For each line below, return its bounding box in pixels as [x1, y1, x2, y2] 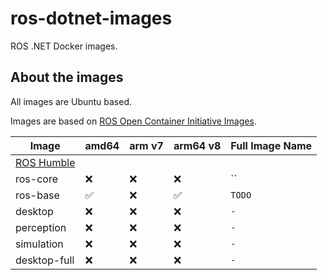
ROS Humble [15, 155, 76, 169]
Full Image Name [230, 138, 313, 152]
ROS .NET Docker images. [10, 40, 118, 52]
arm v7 [129, 138, 164, 152]
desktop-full [15, 253, 75, 267]
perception [15, 220, 67, 234]
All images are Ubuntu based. [10, 95, 133, 107]
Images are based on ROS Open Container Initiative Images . [10, 115, 257, 127]
